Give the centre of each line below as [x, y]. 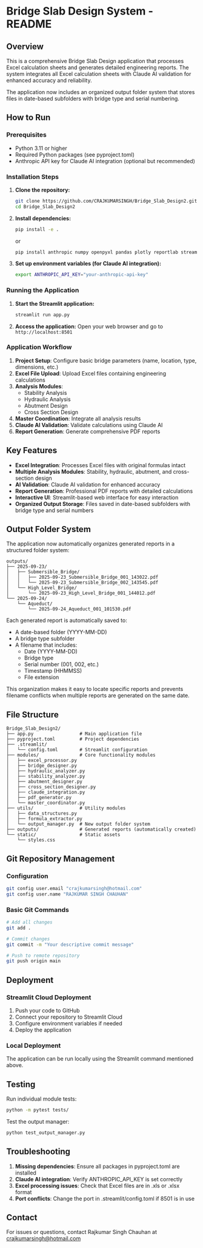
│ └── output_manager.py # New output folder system [78, 824]
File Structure [32, 714]
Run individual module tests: [42, 1099]
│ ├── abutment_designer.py [45, 782]
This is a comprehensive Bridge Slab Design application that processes [95, 61]
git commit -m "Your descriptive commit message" [70, 945]
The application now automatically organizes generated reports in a [91, 544]
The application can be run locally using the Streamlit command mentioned [100, 1059]
